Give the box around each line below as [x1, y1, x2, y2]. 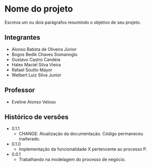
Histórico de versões [4, 113, 69, 121]
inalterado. [18, 136, 41, 142]
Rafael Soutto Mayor [11, 67, 53, 73]
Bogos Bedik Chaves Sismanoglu [11, 51, 78, 57]
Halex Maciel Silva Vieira [11, 61, 61, 67]
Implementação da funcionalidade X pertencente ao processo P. [18, 146, 147, 152]
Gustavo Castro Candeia [11, 57, 61, 62]
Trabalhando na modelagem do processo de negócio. [18, 156, 126, 163]
